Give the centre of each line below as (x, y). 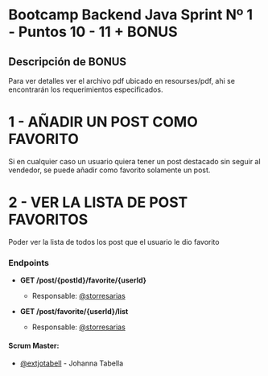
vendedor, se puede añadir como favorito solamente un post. (109, 170)
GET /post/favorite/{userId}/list (74, 312)
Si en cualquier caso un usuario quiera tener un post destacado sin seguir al (134, 161)
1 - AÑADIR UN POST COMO (103, 122)
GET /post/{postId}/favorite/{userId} (83, 280)
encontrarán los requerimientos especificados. (86, 89)
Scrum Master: (34, 345)
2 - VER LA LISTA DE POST (98, 202)
